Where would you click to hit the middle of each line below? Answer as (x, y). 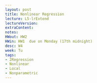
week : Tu (14, 50)
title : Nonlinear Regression (35, 14)
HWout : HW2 (16, 37)
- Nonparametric (21, 73)
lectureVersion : (21, 23)
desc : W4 (14, 46)
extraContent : (19, 28)
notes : (12, 32)
